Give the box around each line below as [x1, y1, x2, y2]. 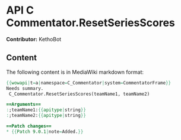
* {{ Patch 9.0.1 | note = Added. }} [6, 128, 84, 135]
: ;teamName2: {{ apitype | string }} [6, 113, 86, 119]
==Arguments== [6, 102, 42, 108]
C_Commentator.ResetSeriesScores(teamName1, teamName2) [8, 91, 150, 97]
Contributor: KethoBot [6, 35, 62, 43]
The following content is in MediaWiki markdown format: [6, 69, 144, 76]
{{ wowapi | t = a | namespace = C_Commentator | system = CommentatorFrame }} [6, 80, 171, 86]
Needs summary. [6, 85, 44, 92]
